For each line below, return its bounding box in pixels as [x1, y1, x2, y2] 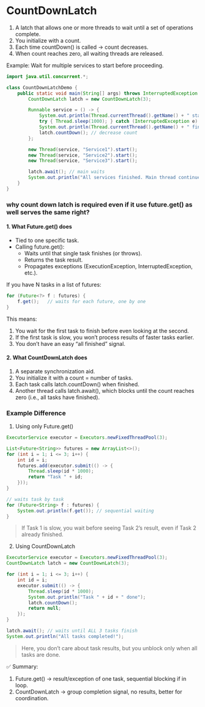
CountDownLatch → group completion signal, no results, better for [15, 688, 182, 695]
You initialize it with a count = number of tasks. [15, 374, 133, 381]
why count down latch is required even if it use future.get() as [6, 200, 193, 208]
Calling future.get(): [15, 243, 65, 251]
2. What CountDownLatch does [6, 354, 87, 361]
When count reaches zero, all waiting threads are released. [15, 49, 164, 57]
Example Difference [6, 409, 66, 417]
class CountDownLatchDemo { [6, 84, 78, 90]
